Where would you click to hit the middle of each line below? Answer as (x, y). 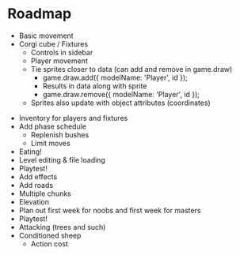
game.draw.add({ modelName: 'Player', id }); (115, 77)
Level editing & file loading (62, 159)
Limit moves (50, 143)
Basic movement (46, 36)
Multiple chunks (45, 193)
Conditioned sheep (50, 235)
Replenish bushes (60, 134)
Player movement (59, 61)
